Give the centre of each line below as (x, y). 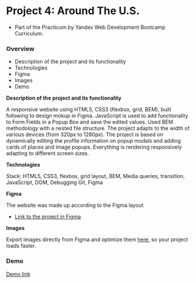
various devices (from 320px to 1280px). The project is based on (85, 134)
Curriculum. (29, 33)
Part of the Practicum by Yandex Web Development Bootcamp (90, 27)
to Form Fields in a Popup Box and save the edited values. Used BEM (90, 122)
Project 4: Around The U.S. (73, 11)
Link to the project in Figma (48, 217)
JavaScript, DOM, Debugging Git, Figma (54, 182)
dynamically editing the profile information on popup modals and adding (94, 141)
